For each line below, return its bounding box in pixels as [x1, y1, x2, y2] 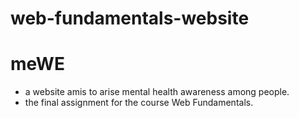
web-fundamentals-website [10, 7, 250, 30]
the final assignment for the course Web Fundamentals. [24, 97, 254, 109]
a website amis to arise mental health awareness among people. [24, 86, 290, 98]
